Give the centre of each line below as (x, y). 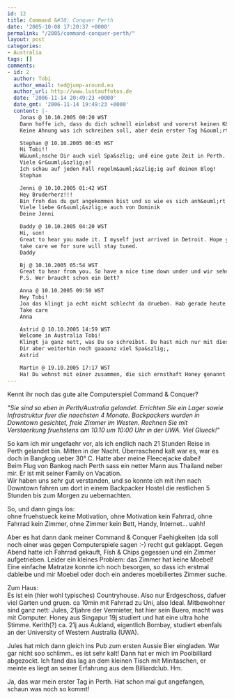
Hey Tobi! (34, 297)
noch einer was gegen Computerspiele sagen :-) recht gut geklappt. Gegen (115, 544)
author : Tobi (32, 78)
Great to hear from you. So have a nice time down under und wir (117, 272)
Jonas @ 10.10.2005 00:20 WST (64, 117)
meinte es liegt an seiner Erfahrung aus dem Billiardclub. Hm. (95, 668)
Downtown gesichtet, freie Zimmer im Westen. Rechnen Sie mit (97, 422)
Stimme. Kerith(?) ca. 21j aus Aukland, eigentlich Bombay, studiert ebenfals (115, 624)
